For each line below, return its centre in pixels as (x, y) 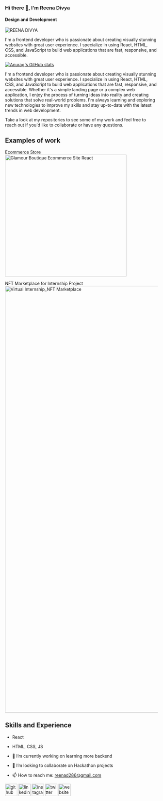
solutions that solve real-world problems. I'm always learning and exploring (80, 100)
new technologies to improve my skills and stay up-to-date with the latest (78, 105)
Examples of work (33, 140)
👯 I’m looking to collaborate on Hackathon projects (63, 765)
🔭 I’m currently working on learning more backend (62, 756)
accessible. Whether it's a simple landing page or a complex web (70, 90)
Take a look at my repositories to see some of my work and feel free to (76, 120)
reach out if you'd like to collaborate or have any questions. (64, 125)
